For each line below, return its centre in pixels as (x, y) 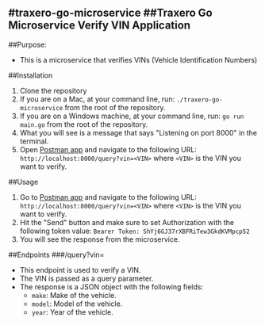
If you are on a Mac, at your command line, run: (97, 99)
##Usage (23, 182)
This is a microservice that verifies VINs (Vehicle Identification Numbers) (138, 59)
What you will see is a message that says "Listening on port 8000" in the (138, 132)
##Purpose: (27, 44)
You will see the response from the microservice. (100, 239)
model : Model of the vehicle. (77, 304)
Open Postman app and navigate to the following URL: (108, 149)
